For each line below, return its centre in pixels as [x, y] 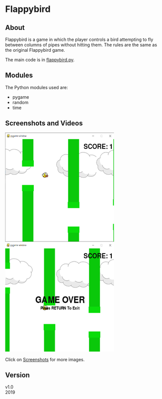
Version [17, 375]
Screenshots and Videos [44, 123]
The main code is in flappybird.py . [40, 60]
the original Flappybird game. [35, 50]
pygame [21, 97]
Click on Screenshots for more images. [45, 359]
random [20, 102]
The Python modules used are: [37, 87]
